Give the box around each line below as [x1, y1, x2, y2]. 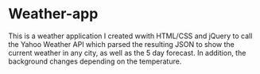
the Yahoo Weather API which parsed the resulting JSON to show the [8, 39, 235, 49]
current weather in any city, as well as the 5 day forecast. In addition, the [8, 48, 246, 57]
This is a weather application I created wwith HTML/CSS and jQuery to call [8, 31, 253, 41]
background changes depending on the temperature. [8, 56, 182, 66]
